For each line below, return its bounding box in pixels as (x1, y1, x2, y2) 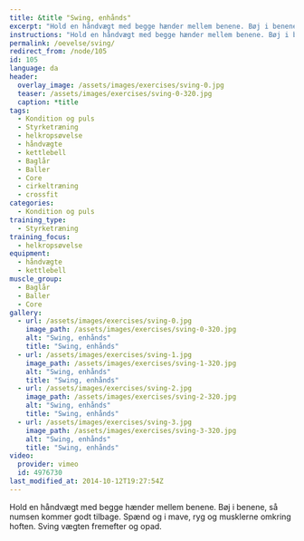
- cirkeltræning (17, 182, 79, 191)
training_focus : (9, 232, 71, 241)
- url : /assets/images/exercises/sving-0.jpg (17, 316, 193, 326)
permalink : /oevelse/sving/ (9, 38, 116, 48)
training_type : (9, 215, 67, 225)
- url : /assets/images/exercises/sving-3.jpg (17, 418, 193, 427)
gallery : (9, 308, 43, 317)
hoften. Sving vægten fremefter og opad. (9, 520, 163, 531)
